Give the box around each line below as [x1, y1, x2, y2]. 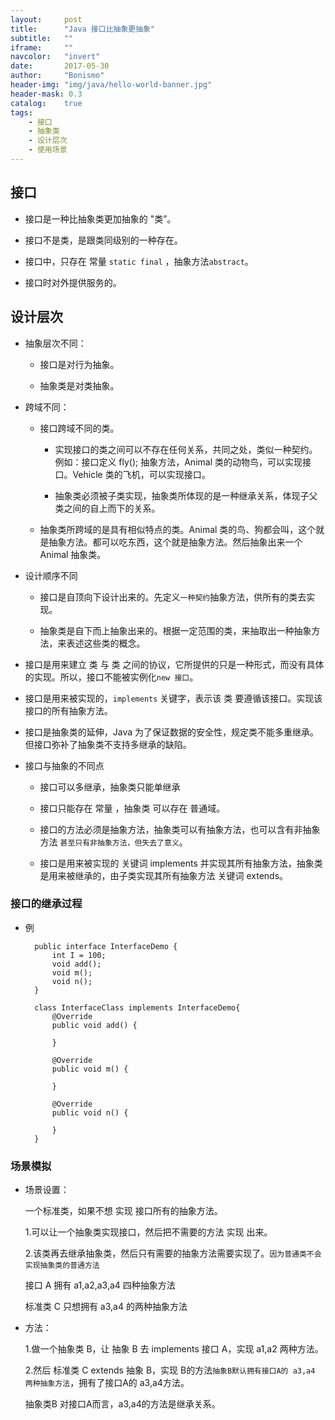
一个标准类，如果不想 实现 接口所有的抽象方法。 [24, 1205, 223, 1217]
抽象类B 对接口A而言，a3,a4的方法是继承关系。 [24, 1398, 221, 1410]
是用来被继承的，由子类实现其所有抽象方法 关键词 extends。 [39, 869, 289, 881]
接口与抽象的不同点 [24, 759, 105, 771]
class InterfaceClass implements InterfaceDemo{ [34, 1002, 241, 1013]
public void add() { [51, 1020, 138, 1030]
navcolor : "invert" [10, 52, 101, 62]
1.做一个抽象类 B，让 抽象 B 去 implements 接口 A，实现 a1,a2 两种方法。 [24, 1343, 324, 1355]
